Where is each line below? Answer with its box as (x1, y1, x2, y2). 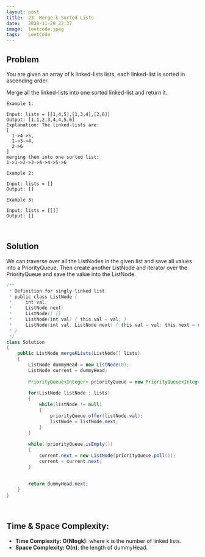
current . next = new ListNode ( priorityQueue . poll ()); (38, 453, 176, 459)
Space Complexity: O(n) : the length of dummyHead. (15, 544, 148, 551)
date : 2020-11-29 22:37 (6, 20, 72, 26)
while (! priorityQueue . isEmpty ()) (28, 441, 113, 448)
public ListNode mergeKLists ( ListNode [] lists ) (17, 351, 140, 357)
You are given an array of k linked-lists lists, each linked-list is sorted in (6, 70, 185, 78)
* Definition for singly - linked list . (9, 288, 108, 294)
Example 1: (6, 100, 34, 107)
